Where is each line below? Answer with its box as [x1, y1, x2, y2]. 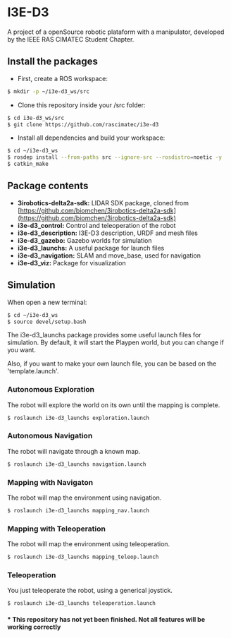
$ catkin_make [7, 160, 49, 168]
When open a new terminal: [7, 298, 87, 306]
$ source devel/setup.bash [7, 318, 87, 325]
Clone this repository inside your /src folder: [17, 100, 146, 109]
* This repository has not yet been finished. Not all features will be [7, 615, 206, 623]
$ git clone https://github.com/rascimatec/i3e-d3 [7, 121, 159, 128]
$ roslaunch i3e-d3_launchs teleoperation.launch [7, 600, 156, 607]
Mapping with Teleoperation [7, 524, 106, 534]
